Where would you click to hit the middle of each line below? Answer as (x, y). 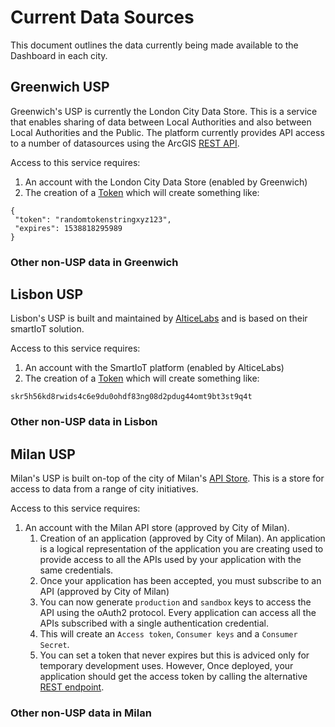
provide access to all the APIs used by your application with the (170, 560)
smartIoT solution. (47, 329)
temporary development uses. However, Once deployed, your (166, 666)
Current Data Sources (102, 17)
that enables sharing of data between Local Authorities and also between (161, 122)
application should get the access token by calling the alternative (173, 677)
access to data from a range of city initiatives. (104, 489)
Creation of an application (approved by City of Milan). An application (182, 538)
